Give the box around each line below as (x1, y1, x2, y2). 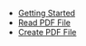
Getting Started (17, 8, 75, 18)
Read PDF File (17, 17, 71, 28)
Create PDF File (17, 27, 77, 37)
